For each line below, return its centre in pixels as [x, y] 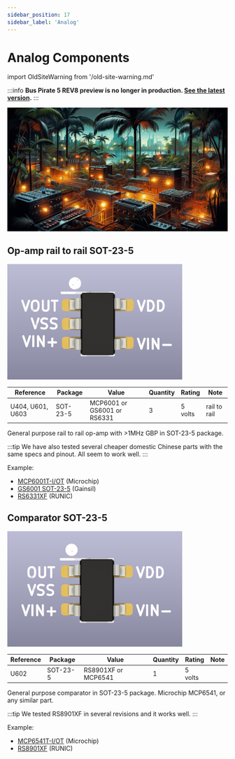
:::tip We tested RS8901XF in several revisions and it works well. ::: [102, 714]
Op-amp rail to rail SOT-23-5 [71, 251]
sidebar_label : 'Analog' [43, 22]
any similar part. [30, 700]
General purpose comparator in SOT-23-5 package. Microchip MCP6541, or [116, 693]
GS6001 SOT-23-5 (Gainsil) [57, 489]
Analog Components [69, 58]
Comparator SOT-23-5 [57, 518]
